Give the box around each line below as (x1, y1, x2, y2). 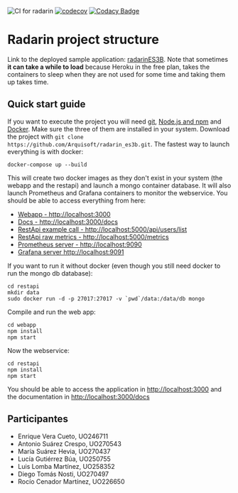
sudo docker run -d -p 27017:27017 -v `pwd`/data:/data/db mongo (7, 295, 205, 302)
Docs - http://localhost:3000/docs (17, 217, 119, 226)
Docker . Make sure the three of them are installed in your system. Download (7, 124, 229, 133)
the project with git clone (7, 132, 84, 141)
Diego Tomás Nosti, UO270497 (17, 470, 109, 478)
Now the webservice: (7, 346, 70, 354)
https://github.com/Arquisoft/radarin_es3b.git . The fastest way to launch (7, 139, 230, 148)
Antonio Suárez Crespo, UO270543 (17, 439, 122, 448)
